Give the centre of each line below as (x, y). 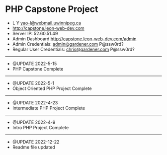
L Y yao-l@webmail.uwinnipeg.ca (46, 23)
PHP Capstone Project (52, 9)
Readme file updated (34, 147)
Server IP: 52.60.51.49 (35, 33)
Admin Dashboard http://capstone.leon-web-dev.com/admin (74, 39)
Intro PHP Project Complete (41, 127)
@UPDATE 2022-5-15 (35, 64)
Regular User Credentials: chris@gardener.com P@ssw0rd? (74, 49)
